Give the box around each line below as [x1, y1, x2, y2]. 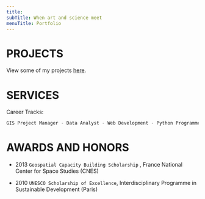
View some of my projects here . [6, 67, 87, 74]
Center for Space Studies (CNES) [15, 167, 99, 175]
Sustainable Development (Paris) [15, 186, 98, 193]
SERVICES [6, 88, 60, 102]
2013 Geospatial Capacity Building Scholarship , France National [15, 161, 183, 168]
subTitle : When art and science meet [6, 15, 103, 21]
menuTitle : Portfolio [6, 20, 62, 26]
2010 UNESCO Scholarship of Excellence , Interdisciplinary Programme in [15, 179, 197, 187]
